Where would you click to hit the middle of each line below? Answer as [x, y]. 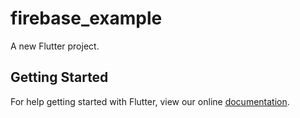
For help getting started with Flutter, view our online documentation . [150, 101]
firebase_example [86, 18]
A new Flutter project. [55, 46]
